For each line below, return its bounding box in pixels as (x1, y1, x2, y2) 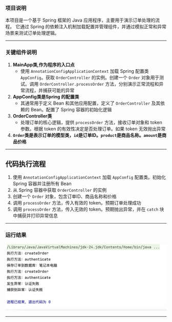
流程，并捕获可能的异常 (25, 87, 75, 93)
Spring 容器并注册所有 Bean (12, 180, 72, 187)
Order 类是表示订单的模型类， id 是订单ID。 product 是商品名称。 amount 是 (12, 132, 162, 138)
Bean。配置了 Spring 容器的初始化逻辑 (30, 106, 112, 112)
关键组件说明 (5, 49, 37, 56)
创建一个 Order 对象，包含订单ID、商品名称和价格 (12, 193, 117, 199)
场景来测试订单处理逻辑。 (5, 30, 59, 36)
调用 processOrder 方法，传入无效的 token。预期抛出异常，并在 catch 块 (12, 206, 164, 212)
